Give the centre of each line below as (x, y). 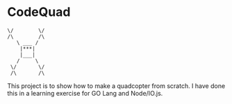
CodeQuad (39, 12)
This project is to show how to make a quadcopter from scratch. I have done (116, 86)
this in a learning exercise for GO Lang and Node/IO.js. (85, 93)
